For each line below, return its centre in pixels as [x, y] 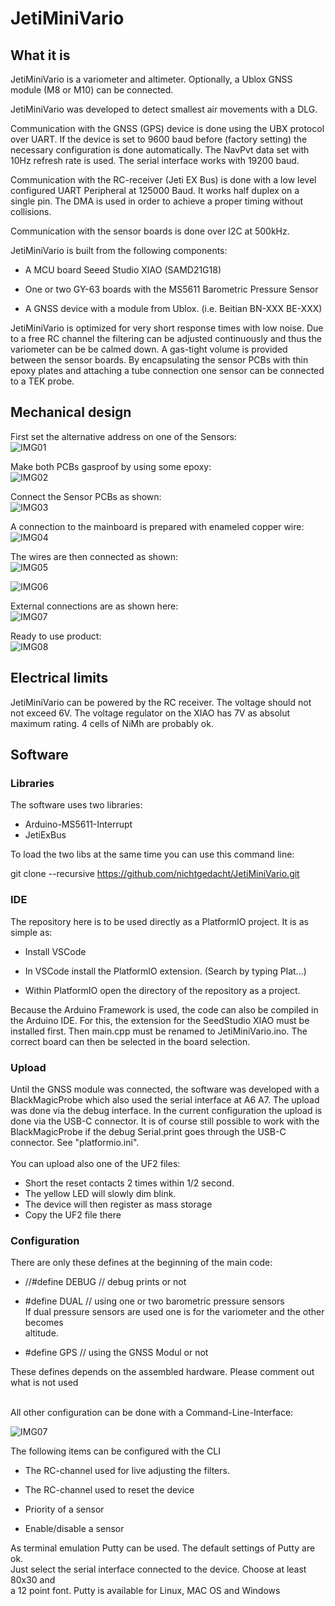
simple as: [31, 932]
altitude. [41, 1333]
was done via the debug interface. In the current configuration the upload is [166, 1110]
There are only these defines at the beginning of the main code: [141, 1263]
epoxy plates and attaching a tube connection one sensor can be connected [167, 370]
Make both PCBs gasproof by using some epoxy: [111, 466]
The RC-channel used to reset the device [109, 1490]
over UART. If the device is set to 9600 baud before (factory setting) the [159, 139]
